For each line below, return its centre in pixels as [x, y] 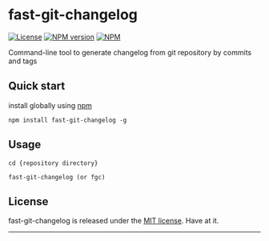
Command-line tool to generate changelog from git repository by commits [130, 52]
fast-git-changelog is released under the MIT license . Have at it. [114, 221]
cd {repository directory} [53, 163]
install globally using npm [50, 105]
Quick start [37, 86]
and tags [23, 61]
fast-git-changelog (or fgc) [57, 177]
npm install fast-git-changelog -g [68, 120]
